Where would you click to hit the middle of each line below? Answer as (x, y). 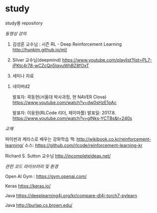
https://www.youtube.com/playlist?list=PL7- (107, 60)
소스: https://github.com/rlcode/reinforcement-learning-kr (83, 145)
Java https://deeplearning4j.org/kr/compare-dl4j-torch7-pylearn (71, 195)
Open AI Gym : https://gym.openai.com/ (46, 176)
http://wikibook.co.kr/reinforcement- (114, 139)
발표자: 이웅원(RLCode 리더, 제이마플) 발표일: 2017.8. (64, 113)
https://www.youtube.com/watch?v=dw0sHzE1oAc (64, 102)
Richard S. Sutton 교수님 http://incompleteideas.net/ (58, 156)
